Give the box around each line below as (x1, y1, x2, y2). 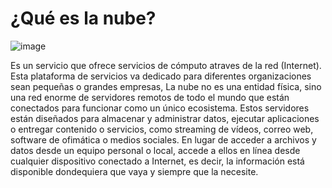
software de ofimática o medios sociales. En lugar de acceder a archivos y (10, 133, 317, 146)
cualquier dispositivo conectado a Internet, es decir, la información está (10, 155, 305, 167)
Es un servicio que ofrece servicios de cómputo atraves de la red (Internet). (10, 59, 322, 71)
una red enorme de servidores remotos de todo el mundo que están (10, 91, 290, 103)
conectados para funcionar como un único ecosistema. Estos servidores (10, 102, 310, 114)
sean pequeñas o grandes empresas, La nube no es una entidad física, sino (10, 80, 322, 92)
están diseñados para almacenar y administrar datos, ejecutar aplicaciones (10, 112, 320, 124)
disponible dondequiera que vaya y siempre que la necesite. (10, 165, 259, 177)
